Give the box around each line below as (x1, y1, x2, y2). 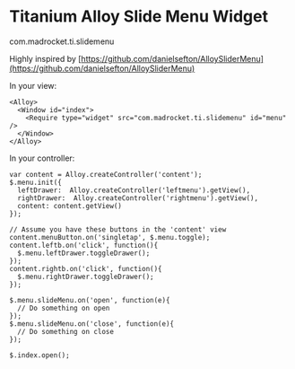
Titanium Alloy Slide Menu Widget (9, 6, 269, 27)
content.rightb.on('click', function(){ (9, 264, 163, 273)
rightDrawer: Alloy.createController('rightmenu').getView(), (17, 193, 258, 203)
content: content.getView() (17, 201, 123, 210)
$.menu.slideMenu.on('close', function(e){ (9, 319, 175, 329)
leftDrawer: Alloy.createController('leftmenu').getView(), (17, 186, 251, 195)
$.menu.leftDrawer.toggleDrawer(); (17, 249, 151, 258)
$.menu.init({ (9, 178, 63, 187)
